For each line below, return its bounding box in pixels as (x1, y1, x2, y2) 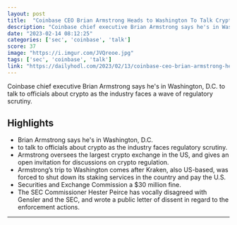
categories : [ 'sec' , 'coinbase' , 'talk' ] (7, 37, 131, 44)
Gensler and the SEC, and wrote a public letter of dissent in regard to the (17, 195, 229, 204)
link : (7, 63, 23, 70)
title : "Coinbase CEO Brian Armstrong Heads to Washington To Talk (7, 17, 213, 24)
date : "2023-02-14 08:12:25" (7, 30, 93, 37)
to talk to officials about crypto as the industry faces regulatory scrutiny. (17, 143, 228, 152)
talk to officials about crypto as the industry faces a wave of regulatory (7, 89, 214, 98)
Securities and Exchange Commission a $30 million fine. (17, 181, 181, 189)
